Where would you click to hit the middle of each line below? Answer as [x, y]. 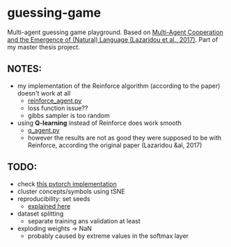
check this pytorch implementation [67, 184]
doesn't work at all [44, 93]
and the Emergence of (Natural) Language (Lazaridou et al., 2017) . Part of [113, 39]
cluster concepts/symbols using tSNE [71, 191]
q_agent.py [44, 130]
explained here [49, 206]
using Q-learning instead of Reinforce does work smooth [99, 123]
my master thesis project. [43, 47]
